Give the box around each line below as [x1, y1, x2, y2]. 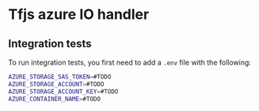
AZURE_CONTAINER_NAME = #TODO [8, 94, 101, 103]
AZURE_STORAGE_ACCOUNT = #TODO [8, 80, 105, 88]
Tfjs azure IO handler [8, 6, 150, 24]
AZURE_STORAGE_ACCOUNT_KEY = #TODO [8, 87, 119, 95]
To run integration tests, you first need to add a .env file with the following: [8, 57, 252, 67]
